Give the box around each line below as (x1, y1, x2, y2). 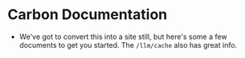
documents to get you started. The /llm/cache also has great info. (18, 40, 238, 49)
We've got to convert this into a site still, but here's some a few (18, 32, 227, 41)
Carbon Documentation (7, 6, 168, 24)
